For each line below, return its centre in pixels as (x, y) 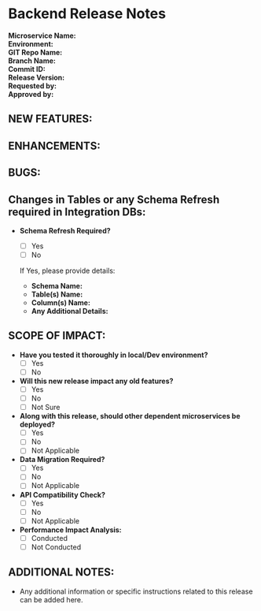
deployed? (37, 425)
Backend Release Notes (87, 14)
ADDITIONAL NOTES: (61, 572)
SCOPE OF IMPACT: (57, 336)
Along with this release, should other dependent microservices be (130, 416)
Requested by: (33, 86)
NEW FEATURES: (50, 119)
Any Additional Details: (70, 311)
